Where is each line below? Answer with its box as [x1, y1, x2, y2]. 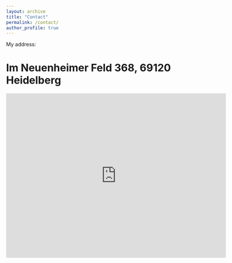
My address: [6, 41, 36, 48]
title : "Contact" [6, 14, 49, 20]
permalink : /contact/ [6, 19, 59, 25]
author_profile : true [6, 25, 59, 31]
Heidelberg [6, 74, 62, 87]
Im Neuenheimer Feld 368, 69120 [6, 61, 171, 75]
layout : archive [6, 8, 46, 15]
